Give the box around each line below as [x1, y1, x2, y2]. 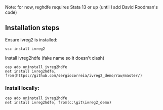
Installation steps [5, 24, 60, 32]
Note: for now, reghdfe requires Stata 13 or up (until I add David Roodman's [5, 4, 158, 10]
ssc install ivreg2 [5, 46, 45, 51]
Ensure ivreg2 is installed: [5, 37, 58, 42]
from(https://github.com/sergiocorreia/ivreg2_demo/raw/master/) [5, 73, 142, 78]
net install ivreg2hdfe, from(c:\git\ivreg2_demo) [5, 100, 112, 105]
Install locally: [5, 84, 40, 91]
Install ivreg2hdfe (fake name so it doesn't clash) [5, 55, 105, 61]
